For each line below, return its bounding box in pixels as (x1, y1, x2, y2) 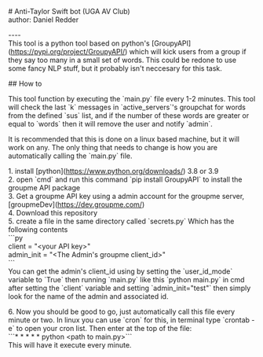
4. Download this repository (8, 208, 98, 217)
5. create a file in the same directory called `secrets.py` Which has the (8, 216, 235, 226)
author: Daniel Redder (8, 15, 79, 24)
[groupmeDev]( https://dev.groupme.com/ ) (8, 200, 145, 209)
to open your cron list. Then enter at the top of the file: (16, 324, 192, 333)
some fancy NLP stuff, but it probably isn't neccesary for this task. (8, 64, 222, 73)
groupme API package (8, 183, 81, 192)
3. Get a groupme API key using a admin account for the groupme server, (8, 192, 245, 201)
